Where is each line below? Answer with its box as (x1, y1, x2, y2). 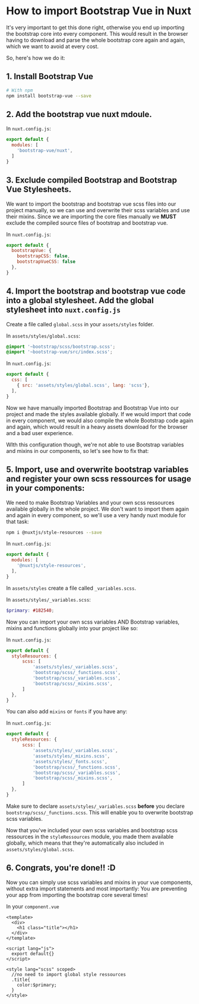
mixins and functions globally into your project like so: (6, 624, 138, 631)
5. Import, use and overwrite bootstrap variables (6, 465, 189, 475)
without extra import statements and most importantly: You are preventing (6, 885, 187, 892)
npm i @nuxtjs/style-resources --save (6, 529, 102, 536)
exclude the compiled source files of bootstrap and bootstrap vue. (6, 219, 168, 226)
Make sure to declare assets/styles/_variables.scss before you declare (6, 802, 185, 810)
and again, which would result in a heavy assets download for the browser (6, 423, 188, 430)
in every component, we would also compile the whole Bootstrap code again (6, 417, 194, 424)
